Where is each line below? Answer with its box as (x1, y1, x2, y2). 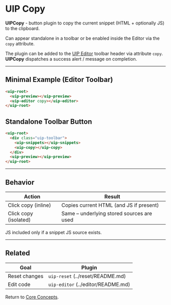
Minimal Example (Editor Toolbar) (5, 75, 113, 84)
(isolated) (8, 216, 31, 223)
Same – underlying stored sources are (61, 210, 153, 217)
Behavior (5, 178, 35, 186)
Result (104, 193, 121, 200)
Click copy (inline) (8, 202, 51, 209)
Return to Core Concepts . (5, 294, 59, 300)
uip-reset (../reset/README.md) (48, 272, 126, 280)
